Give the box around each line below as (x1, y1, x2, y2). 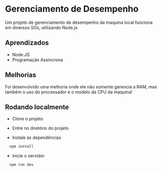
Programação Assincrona (12, 57, 63, 63)
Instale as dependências (12, 135, 61, 140)
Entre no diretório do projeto (12, 125, 69, 131)
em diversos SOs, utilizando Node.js (5, 24, 78, 30)
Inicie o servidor (12, 153, 45, 159)
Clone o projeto (12, 116, 43, 122)
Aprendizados (5, 39, 49, 47)
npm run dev (9, 162, 34, 167)
